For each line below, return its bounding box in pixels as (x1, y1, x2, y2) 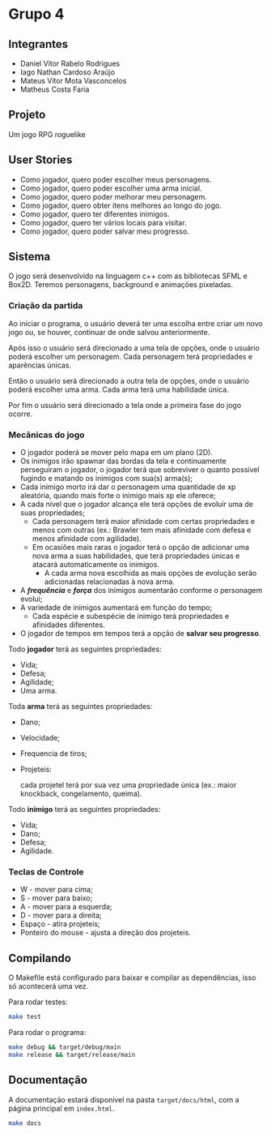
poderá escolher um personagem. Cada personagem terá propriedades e (8, 351, 253, 361)
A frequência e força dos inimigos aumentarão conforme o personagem (19, 586, 263, 595)
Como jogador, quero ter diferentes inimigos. (19, 208, 170, 219)
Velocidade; (19, 733, 61, 743)
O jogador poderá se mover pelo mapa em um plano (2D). (19, 448, 213, 457)
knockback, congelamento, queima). (19, 788, 142, 799)
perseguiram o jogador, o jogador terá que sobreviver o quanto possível (19, 465, 260, 475)
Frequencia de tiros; (19, 749, 87, 758)
